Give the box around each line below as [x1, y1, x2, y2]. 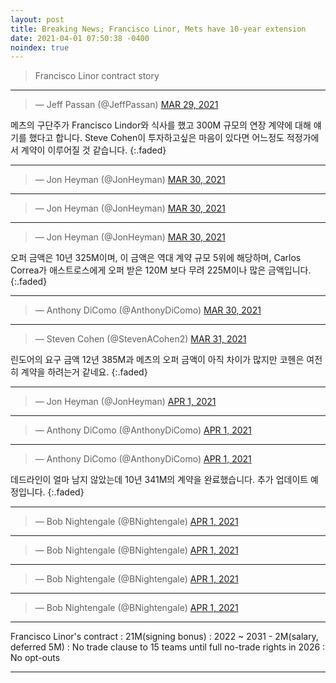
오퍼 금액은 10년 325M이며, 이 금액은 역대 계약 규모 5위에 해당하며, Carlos [10, 252, 302, 264]
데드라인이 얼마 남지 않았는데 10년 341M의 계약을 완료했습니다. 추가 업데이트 [10, 474, 309, 486]
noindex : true [10, 42, 70, 53]
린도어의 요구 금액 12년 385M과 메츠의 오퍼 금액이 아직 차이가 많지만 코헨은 [10, 354, 305, 366]
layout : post [10, 14, 65, 25]
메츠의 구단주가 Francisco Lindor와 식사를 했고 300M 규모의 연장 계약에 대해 [10, 119, 312, 131]
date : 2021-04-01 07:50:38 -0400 [10, 33, 150, 43]
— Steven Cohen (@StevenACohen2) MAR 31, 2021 [34, 333, 247, 345]
